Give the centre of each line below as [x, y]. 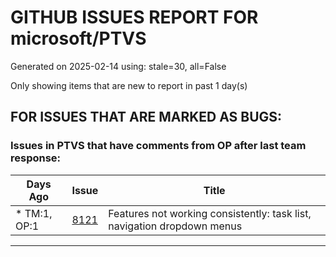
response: [36, 158]
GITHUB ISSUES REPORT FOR [134, 17]
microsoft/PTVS [78, 38]
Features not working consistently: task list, [210, 213]
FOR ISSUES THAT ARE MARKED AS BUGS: [146, 117]
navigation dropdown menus [175, 226]
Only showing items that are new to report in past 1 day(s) [129, 85]
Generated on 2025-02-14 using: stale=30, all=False [118, 66]
